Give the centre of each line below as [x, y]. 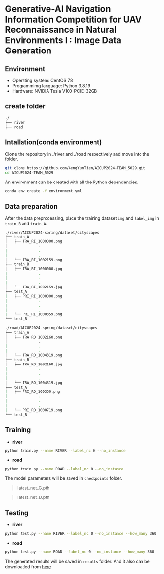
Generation [28, 51]
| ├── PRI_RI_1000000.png [34, 296]
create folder [25, 106]
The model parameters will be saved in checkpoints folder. [64, 478]
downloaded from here [28, 566]
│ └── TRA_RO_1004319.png [34, 355]
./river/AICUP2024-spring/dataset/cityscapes [52, 232]
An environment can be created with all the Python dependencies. [72, 182]
